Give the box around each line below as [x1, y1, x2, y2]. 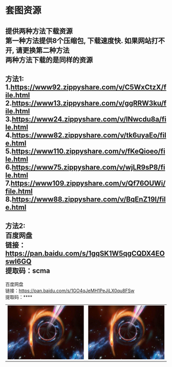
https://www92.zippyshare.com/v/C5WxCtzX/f [10, 83, 167, 91]
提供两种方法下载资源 [5, 27, 73, 35]
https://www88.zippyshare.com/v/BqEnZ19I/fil [12, 195, 166, 203]
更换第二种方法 [22, 46, 70, 54]
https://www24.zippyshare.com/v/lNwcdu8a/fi [12, 115, 166, 124]
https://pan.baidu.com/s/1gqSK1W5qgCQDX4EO [5, 249, 165, 258]
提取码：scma [5, 267, 50, 275]
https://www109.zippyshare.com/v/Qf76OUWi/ [10, 179, 166, 188]
